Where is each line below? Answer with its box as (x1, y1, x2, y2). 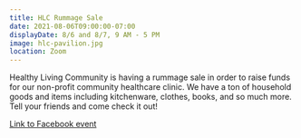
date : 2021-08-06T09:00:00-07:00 (9, 22, 136, 31)
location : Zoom (9, 47, 67, 56)
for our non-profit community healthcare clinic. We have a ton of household (9, 82, 292, 93)
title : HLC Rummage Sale (9, 13, 103, 23)
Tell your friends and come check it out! (9, 101, 159, 112)
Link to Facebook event (9, 119, 97, 130)
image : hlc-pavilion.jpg (9, 38, 103, 48)
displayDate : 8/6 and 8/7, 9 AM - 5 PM (9, 30, 160, 39)
